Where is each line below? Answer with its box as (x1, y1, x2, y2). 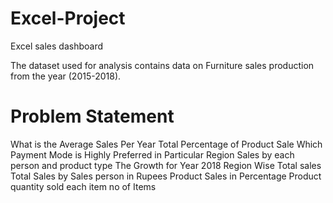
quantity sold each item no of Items (10, 180, 157, 192)
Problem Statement (10, 105, 175, 128)
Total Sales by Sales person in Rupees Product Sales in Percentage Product (10, 170, 322, 182)
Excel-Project (10, 7, 126, 30)
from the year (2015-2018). (10, 70, 122, 82)
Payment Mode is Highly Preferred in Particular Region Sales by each (10, 148, 295, 161)
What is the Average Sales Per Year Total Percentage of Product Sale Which (10, 138, 323, 150)
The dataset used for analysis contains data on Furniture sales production (10, 59, 315, 71)
